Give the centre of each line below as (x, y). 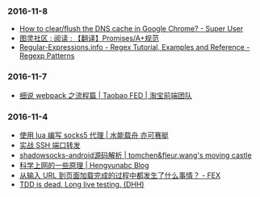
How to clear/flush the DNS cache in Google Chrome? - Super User (131, 29)
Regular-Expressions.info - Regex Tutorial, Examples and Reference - (134, 47)
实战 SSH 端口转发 (50, 145)
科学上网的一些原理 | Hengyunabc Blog (84, 165)
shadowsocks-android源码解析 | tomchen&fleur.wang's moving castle (135, 155)
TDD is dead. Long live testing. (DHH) (82, 184)
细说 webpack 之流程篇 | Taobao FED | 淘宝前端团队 (105, 95)
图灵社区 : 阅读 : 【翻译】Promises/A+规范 (89, 39)
